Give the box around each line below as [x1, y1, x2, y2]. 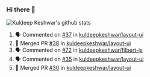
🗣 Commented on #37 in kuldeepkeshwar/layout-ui [14, 31, 144, 38]
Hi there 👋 [6, 5, 36, 14]
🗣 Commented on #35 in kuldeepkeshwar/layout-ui [14, 55, 144, 63]
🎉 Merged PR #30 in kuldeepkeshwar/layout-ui [14, 64, 131, 72]
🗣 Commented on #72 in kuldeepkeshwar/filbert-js [14, 46, 143, 54]
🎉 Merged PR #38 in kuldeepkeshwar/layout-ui [14, 40, 131, 47]
